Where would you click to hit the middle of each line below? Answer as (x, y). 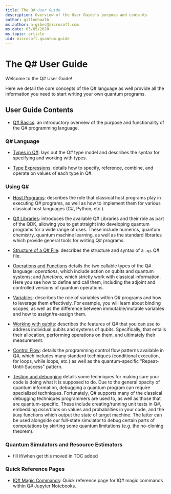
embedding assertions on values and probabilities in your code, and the (88, 410)
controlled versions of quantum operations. (58, 288)
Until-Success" (29, 367)
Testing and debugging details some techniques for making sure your (86, 377)
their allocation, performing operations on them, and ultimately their (84, 335)
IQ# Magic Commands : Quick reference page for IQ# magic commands (88, 480)
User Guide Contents (39, 110)
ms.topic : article (25, 34)
